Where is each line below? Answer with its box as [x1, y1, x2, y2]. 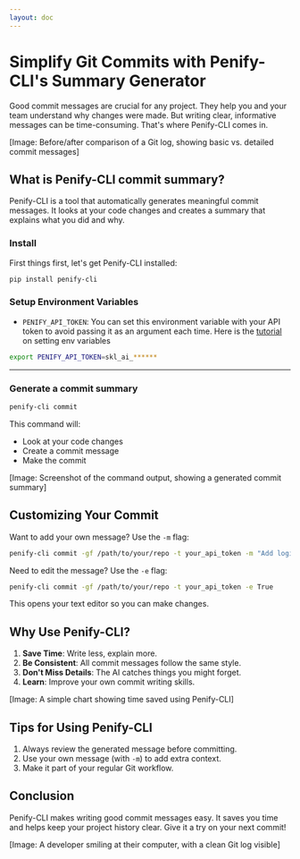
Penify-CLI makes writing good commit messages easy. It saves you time [9, 812, 279, 823]
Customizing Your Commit [9, 507, 159, 523]
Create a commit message [21, 445, 120, 456]
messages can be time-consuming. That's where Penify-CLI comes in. [9, 119, 269, 130]
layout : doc [9, 13, 54, 22]
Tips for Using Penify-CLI [9, 719, 154, 735]
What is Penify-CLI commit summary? [9, 172, 225, 187]
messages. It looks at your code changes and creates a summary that [9, 205, 266, 216]
